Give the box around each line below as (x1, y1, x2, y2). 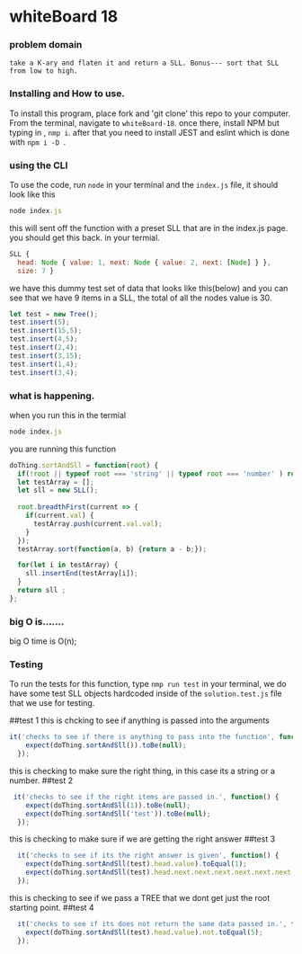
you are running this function (9, 443, 117, 454)
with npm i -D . (9, 137, 67, 147)
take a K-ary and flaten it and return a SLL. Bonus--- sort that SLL (9, 58, 280, 68)
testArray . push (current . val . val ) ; (32, 519, 164, 528)
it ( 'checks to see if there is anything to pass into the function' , (9, 733, 276, 742)
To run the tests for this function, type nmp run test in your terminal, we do (9, 679, 287, 690)
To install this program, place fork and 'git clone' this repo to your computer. (9, 108, 291, 119)
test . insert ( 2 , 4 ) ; (9, 343, 78, 352)
